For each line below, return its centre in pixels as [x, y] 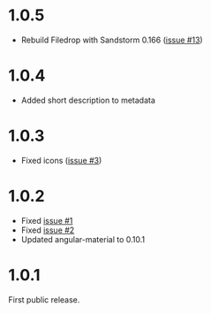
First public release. [44, 299]
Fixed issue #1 [47, 220]
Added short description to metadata [88, 100]
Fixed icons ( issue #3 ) [61, 160]
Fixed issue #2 [48, 230]
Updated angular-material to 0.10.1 [83, 239]
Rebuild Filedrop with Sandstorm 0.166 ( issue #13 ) [112, 40]
